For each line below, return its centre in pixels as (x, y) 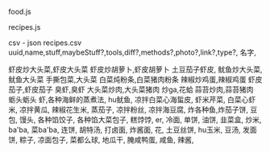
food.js (20, 12)
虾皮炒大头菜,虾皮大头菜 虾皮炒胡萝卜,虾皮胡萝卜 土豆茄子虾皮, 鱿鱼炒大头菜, (135, 69)
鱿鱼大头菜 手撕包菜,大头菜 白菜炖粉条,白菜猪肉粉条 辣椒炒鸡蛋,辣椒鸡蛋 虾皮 (135, 79)
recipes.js (25, 27)
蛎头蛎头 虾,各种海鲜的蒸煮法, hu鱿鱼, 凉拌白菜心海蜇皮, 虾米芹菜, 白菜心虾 (132, 99)
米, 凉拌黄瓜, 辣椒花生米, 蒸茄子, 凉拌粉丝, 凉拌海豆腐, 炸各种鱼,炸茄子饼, (128, 109)
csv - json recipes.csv (45, 43)
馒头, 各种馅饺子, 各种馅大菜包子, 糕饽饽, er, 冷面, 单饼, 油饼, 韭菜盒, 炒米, (140, 119)
